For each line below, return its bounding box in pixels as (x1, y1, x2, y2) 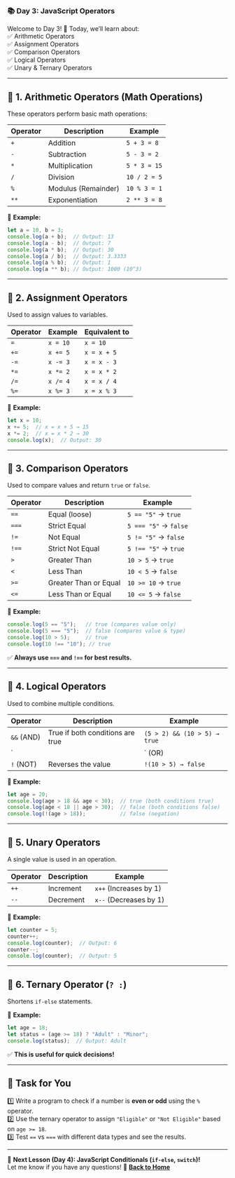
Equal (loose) (48, 509, 92, 519)
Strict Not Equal (48, 544, 100, 554)
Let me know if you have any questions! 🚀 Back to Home (7, 1163, 171, 1171)
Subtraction (48, 149, 87, 159)
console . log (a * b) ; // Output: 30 (7, 246, 114, 253)
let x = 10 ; (7, 417, 42, 424)
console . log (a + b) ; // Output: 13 (7, 233, 114, 240)
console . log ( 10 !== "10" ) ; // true (7, 641, 111, 648)
